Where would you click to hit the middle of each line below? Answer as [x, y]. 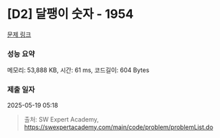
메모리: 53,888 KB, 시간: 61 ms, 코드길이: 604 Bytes [78, 70]
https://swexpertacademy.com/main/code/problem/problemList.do [119, 127]
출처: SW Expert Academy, [61, 119]
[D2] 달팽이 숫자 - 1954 [70, 14]
